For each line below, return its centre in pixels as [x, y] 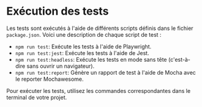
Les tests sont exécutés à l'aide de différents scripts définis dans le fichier [100, 28]
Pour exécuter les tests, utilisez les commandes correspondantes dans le [99, 90]
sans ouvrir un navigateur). [61, 66]
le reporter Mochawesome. [49, 79]
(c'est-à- [179, 59]
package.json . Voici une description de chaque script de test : [84, 34]
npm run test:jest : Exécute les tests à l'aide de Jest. [82, 53]
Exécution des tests [58, 11]
